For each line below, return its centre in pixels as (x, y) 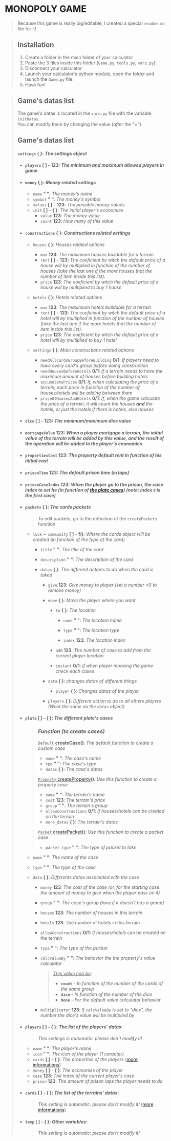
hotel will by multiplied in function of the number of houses (102, 318)
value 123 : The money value (70, 216)
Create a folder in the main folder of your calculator (79, 57)
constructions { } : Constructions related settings (78, 233)
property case (53, 784)
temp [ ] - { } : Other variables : (56, 1121)
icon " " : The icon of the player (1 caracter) (78, 1054)
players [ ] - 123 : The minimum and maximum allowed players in (94, 165)
